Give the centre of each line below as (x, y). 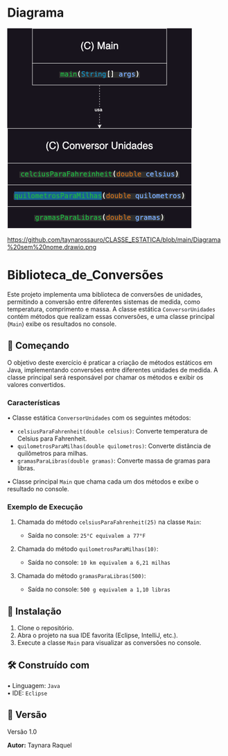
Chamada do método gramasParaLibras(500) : (82, 576)
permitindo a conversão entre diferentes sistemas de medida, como (104, 302)
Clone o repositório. (45, 628)
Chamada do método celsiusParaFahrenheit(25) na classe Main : (109, 522)
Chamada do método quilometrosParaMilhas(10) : (88, 549)
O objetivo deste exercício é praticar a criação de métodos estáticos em (110, 362)
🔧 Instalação (34, 611)
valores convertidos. (36, 384)
